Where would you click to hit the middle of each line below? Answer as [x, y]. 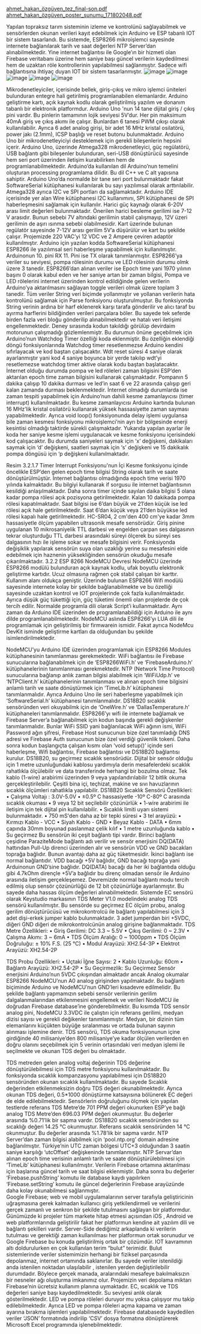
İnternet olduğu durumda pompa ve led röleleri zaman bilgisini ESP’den [94, 370]
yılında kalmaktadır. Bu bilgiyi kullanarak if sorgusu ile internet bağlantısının [99, 484]
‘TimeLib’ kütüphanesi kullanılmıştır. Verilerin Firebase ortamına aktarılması [98, 1165]
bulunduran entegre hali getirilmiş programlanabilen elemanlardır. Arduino [97, 96]
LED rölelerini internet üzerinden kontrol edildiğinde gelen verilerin [88, 281]
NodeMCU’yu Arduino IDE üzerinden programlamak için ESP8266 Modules [99, 650]
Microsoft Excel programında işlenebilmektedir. [64, 1325]
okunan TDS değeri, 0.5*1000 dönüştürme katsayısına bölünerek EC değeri [100, 1095]
